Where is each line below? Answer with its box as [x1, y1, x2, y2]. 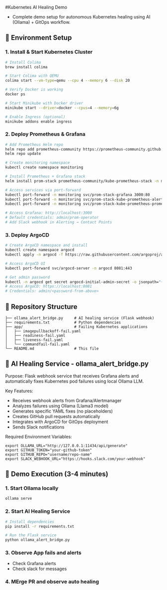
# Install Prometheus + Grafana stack [5, 174, 85, 179]
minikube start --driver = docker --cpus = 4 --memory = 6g [5, 105, 119, 110]
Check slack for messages [12, 566, 67, 572]
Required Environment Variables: [5, 434, 72, 440]
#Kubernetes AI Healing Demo [5, 4, 68, 10]
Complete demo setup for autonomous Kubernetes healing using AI [12, 14, 151, 19]
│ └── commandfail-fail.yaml [5, 341, 70, 347]
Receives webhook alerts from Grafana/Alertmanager [12, 397, 122, 403]
